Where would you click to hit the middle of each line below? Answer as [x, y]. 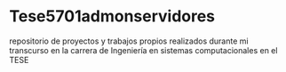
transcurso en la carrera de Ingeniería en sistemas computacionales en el [143, 50]
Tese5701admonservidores [112, 16]
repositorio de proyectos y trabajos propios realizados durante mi [129, 41]
